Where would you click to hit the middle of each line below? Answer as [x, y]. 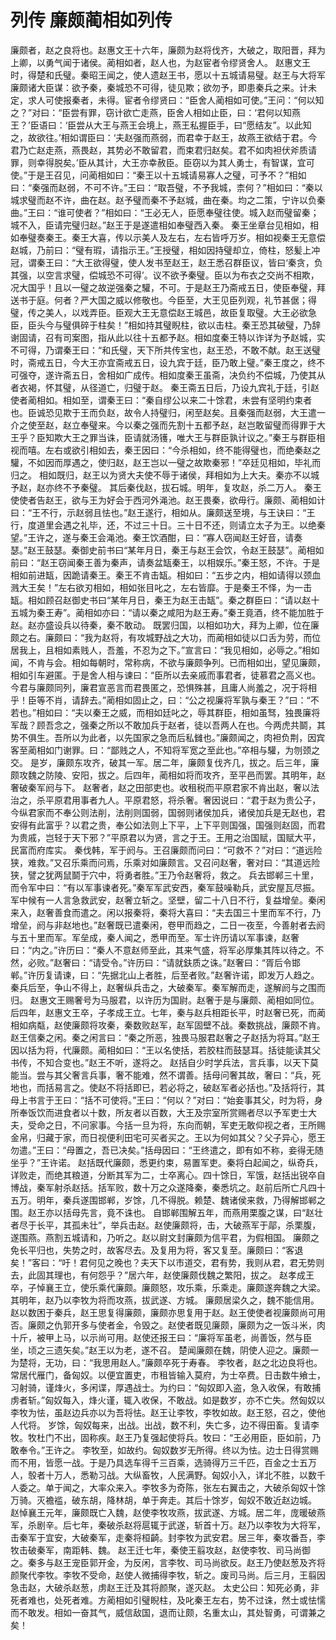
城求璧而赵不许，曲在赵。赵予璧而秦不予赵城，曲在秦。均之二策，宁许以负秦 [168, 200]
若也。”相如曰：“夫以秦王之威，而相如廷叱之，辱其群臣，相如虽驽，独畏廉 [161, 712]
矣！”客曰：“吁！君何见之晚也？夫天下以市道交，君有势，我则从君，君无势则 [167, 1262]
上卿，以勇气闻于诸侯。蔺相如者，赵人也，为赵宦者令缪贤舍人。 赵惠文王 [160, 62]
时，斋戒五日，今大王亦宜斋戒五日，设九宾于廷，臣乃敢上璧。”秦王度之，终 [163, 362]
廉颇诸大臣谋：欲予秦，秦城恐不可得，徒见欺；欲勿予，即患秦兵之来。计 [159, 87]
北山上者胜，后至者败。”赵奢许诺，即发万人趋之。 [219, 975]
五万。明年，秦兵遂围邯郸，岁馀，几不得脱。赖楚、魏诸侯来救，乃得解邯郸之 [168, 1200]
